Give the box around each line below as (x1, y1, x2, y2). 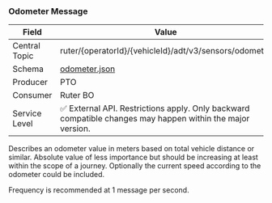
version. (60, 123, 91, 134)
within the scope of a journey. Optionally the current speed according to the (8, 161, 261, 171)
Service (12, 108, 42, 119)
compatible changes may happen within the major (60, 113, 250, 125)
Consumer (12, 90, 53, 101)
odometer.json (60, 63, 116, 74)
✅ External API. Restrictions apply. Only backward (60, 103, 250, 114)
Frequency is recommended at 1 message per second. (8, 185, 189, 195)
